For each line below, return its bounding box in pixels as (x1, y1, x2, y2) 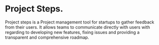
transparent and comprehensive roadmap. (5, 34, 89, 40)
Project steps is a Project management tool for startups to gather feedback (5, 19, 154, 25)
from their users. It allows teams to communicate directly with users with (5, 24, 150, 30)
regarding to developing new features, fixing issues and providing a (5, 29, 140, 35)
